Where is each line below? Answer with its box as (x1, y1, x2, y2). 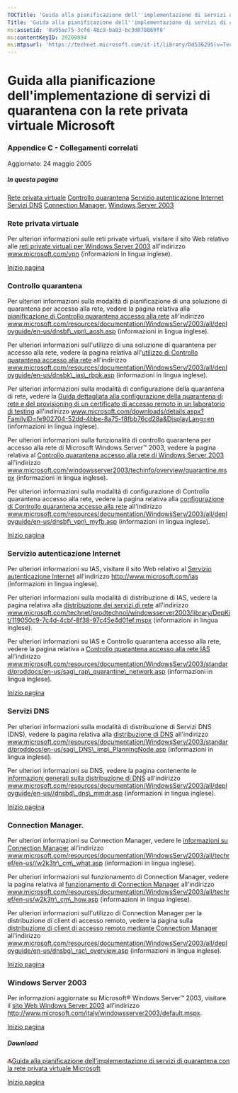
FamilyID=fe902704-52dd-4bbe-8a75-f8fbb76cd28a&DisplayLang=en (7, 415, 215, 423)
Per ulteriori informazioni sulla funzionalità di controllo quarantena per (7, 436, 211, 445)
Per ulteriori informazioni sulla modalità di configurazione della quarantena (7, 384, 225, 393)
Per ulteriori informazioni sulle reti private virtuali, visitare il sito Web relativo (7, 234, 229, 243)
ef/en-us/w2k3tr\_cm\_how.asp (7, 895, 99, 904)
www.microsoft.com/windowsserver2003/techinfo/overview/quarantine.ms (7, 466, 227, 474)
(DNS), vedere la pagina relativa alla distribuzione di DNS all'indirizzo (7, 730, 209, 738)
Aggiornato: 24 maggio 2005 (7, 159, 92, 168)
